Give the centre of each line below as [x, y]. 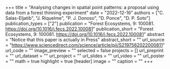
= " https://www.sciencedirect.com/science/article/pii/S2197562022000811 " [85, 45]
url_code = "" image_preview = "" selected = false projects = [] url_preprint [84, 50]
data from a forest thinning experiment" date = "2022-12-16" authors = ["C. [85, 13]
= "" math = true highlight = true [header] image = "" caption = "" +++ [79, 61]
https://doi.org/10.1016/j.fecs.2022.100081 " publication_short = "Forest [79, 29]
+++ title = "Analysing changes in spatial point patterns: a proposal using [82, 7]
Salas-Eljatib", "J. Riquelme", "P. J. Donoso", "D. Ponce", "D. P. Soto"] [78, 18]
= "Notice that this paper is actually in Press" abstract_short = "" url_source [85, 40]
